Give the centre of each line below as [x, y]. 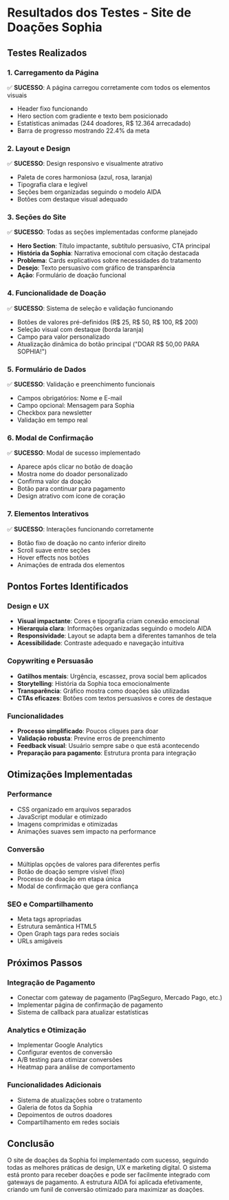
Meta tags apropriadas [49, 919]
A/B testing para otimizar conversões [69, 1060]
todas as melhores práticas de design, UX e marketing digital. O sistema [109, 1168]
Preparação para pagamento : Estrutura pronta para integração [107, 753]
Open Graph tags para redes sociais [68, 934]
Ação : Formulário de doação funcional [72, 275]
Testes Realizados [47, 53]
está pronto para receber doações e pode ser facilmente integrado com [109, 1175]
